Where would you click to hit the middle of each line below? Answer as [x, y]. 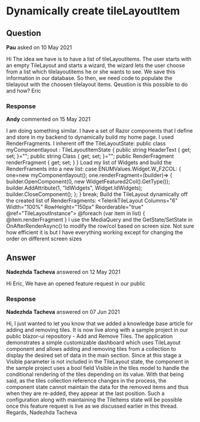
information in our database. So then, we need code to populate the [89, 78]
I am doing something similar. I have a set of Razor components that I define [99, 131]
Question [24, 33]
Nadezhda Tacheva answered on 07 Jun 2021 [63, 312]
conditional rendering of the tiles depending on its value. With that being [95, 374]
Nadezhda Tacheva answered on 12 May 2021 [63, 272]
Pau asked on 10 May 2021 [39, 47]
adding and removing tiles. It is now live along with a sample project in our [97, 330]
